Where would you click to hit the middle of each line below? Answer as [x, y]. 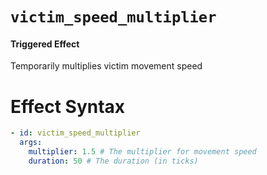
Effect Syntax [68, 106]
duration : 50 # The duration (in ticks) [113, 161]
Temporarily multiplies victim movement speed [106, 66]
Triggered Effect [45, 44]
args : [31, 143]
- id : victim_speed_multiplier [75, 133]
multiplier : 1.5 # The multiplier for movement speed [142, 152]
